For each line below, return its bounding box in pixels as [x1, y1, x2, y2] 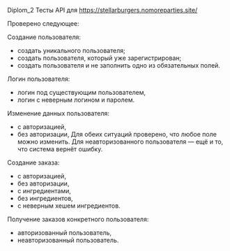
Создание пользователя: [7, 33, 82, 41]
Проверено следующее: [7, 20, 79, 27]
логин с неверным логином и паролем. [17, 96, 135, 104]
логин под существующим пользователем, [17, 89, 146, 96]
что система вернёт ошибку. [17, 145, 103, 153]
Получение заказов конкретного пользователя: [7, 215, 149, 223]
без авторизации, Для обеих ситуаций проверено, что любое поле [17, 130, 217, 138]
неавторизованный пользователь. [17, 236, 119, 244]
